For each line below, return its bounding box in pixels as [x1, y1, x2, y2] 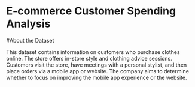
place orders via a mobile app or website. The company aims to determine [6, 67, 190, 74]
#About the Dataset [6, 37, 54, 44]
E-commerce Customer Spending [6, 4, 176, 18]
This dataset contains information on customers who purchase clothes [6, 48, 181, 55]
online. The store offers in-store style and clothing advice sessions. [6, 55, 172, 62]
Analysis [6, 17, 51, 31]
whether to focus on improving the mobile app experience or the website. [6, 74, 187, 81]
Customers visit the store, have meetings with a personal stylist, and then [6, 61, 187, 68]
